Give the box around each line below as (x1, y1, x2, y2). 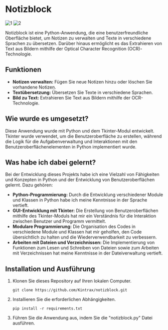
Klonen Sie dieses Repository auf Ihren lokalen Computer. (12, 278, 132, 284)
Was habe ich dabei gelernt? (5, 158, 96, 166)
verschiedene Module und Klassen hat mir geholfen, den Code (12, 229, 142, 235)
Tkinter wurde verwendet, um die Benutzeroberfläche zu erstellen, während (5, 133, 162, 139)
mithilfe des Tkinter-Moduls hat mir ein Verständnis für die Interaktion (12, 213, 156, 219)
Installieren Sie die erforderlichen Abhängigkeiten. (12, 296, 116, 302)
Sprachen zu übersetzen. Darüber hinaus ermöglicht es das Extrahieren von (5, 40, 162, 46)
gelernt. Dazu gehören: (5, 182, 53, 188)
